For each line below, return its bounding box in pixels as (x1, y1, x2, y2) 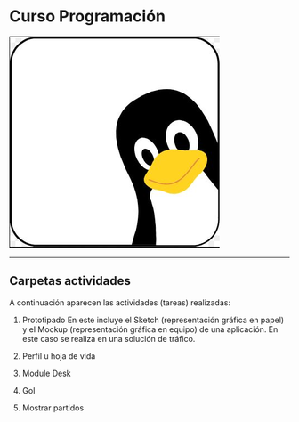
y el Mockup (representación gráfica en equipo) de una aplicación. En (21, 323, 279, 335)
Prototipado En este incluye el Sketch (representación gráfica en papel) (21, 314, 285, 325)
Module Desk (21, 368, 71, 378)
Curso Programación (9, 6, 166, 27)
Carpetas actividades (9, 273, 132, 288)
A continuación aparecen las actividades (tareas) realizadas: (9, 296, 231, 308)
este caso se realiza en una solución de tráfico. (21, 333, 196, 344)
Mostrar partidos (21, 402, 85, 413)
